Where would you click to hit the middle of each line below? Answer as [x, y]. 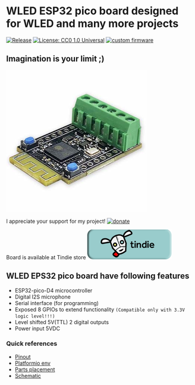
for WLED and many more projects [92, 24]
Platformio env [32, 363]
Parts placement [35, 369]
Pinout [23, 356]
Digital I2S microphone [43, 297]
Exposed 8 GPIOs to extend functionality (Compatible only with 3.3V [100, 309]
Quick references [32, 344]
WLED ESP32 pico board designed [92, 11]
